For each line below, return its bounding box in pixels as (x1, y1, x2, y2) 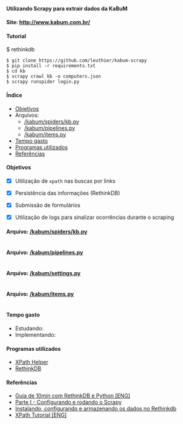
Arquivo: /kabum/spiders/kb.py (6, 227, 88, 235)
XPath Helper (14, 359, 48, 366)
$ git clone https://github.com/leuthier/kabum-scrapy (6, 57, 147, 64)
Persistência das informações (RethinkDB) (14, 189, 121, 197)
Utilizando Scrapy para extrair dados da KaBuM (6, 5, 128, 12)
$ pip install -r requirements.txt (6, 63, 96, 69)
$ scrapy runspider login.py (6, 79, 80, 85)
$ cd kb (6, 68, 26, 74)
